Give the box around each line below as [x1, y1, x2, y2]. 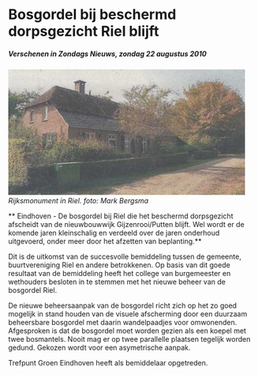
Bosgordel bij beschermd [8, 6, 177, 24]
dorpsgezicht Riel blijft [8, 22, 159, 40]
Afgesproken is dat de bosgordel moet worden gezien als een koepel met [8, 326, 247, 335]
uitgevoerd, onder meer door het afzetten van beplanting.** [8, 237, 202, 246]
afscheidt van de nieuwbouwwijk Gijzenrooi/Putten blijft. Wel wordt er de [8, 220, 245, 229]
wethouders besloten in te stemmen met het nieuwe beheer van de [8, 277, 226, 286]
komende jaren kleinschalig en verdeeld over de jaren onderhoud [8, 228, 220, 238]
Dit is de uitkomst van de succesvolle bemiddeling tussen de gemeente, [8, 252, 242, 262]
